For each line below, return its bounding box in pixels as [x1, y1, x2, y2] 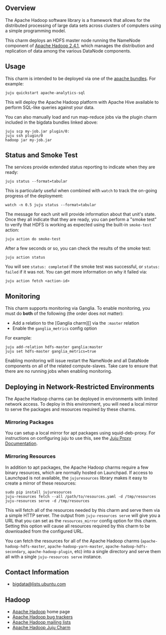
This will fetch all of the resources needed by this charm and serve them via [5, 507, 160, 513]
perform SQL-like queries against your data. [5, 104, 95, 110]
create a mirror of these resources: [5, 480, 77, 486]
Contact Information [5, 568, 69, 576]
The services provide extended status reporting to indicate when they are [5, 164, 155, 170]
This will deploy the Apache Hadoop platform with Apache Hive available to [5, 99, 159, 105]
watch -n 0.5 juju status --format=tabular [5, 203, 97, 208]
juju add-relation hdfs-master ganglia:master [5, 345, 103, 350]
